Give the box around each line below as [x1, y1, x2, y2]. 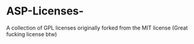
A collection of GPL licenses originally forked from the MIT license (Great [6, 24, 189, 31]
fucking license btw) [6, 30, 57, 37]
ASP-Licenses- [6, 4, 84, 18]
